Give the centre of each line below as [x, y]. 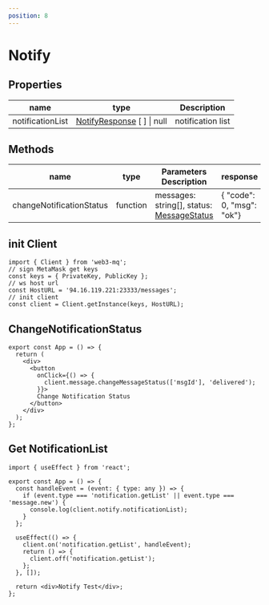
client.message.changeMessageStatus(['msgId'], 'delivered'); [150, 383]
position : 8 [28, 16]
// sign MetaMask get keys [53, 269]
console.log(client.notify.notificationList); [108, 510]
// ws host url [34, 284]
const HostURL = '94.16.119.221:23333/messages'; [93, 290]
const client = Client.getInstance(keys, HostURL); [96, 305]
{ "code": [238, 196]
